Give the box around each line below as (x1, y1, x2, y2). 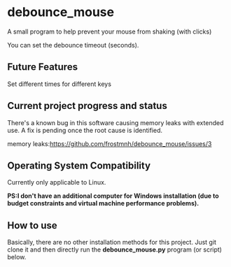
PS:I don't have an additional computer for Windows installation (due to (7, 192, 219, 200)
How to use (7, 219, 57, 231)
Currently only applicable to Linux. (7, 178, 106, 187)
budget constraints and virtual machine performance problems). (7, 199, 199, 208)
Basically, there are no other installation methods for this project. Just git (7, 238, 217, 247)
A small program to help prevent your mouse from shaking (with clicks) (7, 27, 212, 36)
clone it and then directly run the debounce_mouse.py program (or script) (7, 245, 223, 254)
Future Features (7, 61, 78, 73)
